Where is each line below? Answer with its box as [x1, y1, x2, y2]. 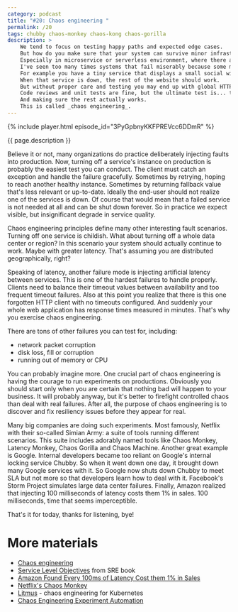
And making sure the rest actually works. [20, 97, 147, 104]
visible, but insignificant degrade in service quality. [7, 210, 156, 219]
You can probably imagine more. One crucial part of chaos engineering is [7, 369, 221, 378]
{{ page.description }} [7, 136, 72, 144]
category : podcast [7, 10, 62, 18]
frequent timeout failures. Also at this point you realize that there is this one [7, 290, 227, 299]
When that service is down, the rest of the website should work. [20, 76, 220, 84]
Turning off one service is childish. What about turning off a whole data [7, 231, 215, 240]
